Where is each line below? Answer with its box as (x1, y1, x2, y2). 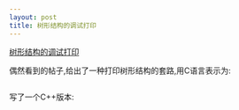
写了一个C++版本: (9, 92, 74, 102)
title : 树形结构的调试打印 (9, 21, 97, 30)
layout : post (9, 12, 58, 22)
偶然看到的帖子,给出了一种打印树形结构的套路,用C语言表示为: (9, 65, 232, 76)
